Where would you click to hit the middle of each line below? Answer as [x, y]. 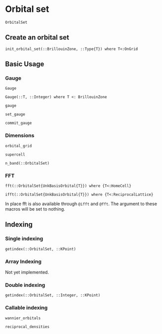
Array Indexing [23, 261]
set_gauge [15, 114]
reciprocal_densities [27, 327]
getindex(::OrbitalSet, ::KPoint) [41, 249]
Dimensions [20, 136]
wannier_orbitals [23, 318]
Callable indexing [26, 308]
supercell [15, 155]
